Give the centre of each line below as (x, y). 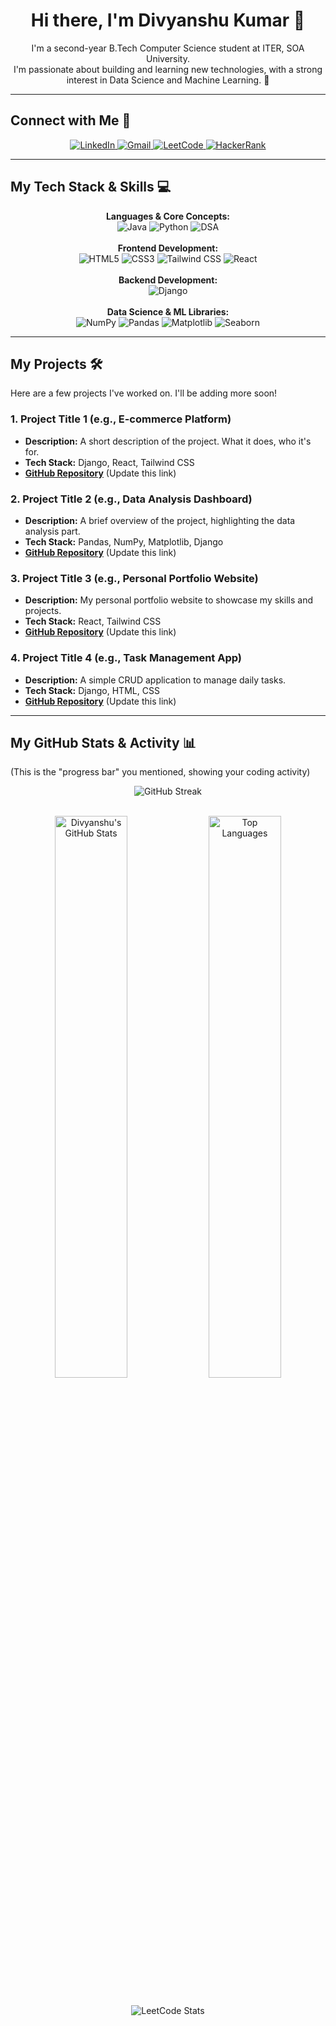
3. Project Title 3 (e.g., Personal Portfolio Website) (134, 578)
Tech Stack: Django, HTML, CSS (92, 690)
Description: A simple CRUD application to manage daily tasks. (155, 680)
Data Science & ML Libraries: (168, 311)
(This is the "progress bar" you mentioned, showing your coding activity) (160, 772)
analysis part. (52, 531)
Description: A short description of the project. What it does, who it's (168, 441)
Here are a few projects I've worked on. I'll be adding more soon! (144, 393)
